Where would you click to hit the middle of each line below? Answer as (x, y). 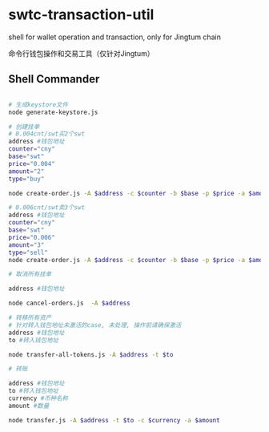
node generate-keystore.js (53, 112)
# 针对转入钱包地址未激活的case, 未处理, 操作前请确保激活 (95, 325)
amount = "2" (26, 171)
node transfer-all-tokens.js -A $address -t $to (91, 354)
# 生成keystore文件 (38, 105)
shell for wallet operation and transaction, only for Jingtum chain (115, 37)
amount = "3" (26, 245)
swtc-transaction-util (81, 15)
